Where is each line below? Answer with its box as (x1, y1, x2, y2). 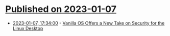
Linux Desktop (12, 25, 43, 31)
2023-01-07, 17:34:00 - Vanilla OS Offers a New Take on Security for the (12, 20, 165, 26)
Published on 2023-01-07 (5, 3, 116, 15)
